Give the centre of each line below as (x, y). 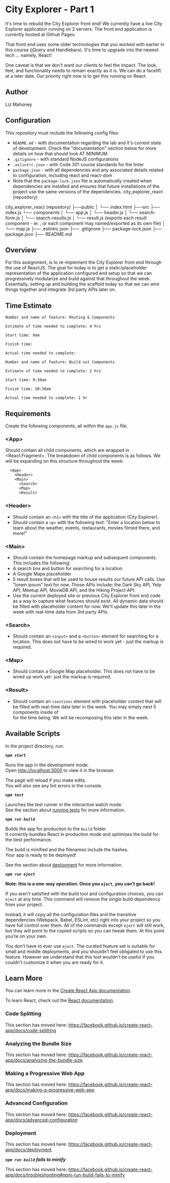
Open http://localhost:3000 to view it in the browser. (60, 770)
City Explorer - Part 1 (50, 9)
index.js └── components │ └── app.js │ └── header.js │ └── (72, 212)
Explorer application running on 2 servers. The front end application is (79, 29)
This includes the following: (41, 563)
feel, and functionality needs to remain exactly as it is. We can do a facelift (83, 71)
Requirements (28, 413)
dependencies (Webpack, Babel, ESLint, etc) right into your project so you (83, 920)
